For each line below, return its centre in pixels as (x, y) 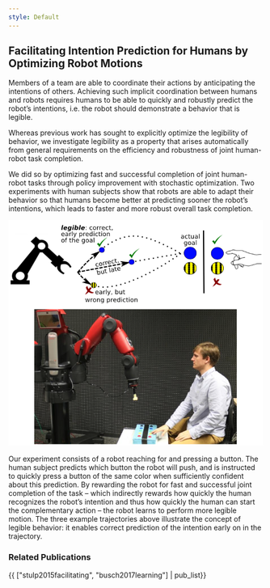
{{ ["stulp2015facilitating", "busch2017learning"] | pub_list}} (108, 575)
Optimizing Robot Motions (76, 63)
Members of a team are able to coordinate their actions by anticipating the (132, 83)
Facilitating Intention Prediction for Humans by (129, 51)
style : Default (34, 17)
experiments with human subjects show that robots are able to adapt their (131, 192)
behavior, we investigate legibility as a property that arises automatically (129, 142)
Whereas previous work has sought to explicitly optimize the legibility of (128, 133)
